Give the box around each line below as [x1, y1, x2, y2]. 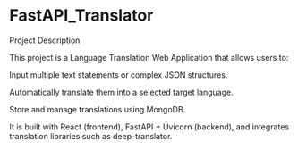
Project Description [9, 35, 81, 46]
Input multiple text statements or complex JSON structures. [9, 69, 228, 80]
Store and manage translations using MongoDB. [9, 104, 186, 114]
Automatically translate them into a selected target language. [9, 87, 234, 97]
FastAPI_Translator [9, 5, 154, 26]
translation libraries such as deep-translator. [9, 130, 173, 141]
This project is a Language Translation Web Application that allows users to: [9, 52, 289, 62]
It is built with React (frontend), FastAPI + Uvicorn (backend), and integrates [9, 121, 289, 132]
